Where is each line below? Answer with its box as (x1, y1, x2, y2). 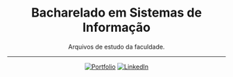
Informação (82, 19, 151, 35)
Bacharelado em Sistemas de (31, 5, 202, 21)
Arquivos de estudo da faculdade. (68, 42, 165, 51)
